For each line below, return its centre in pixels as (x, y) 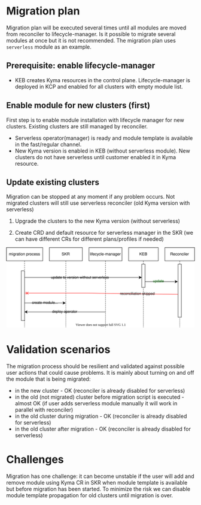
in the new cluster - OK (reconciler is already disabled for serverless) (100, 390)
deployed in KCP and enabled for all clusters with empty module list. (99, 86)
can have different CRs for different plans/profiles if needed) (89, 239)
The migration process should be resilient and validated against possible (95, 366)
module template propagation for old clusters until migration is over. (90, 495)
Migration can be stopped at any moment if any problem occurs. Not (91, 197)
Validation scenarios (58, 350)
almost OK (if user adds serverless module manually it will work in (96, 403)
